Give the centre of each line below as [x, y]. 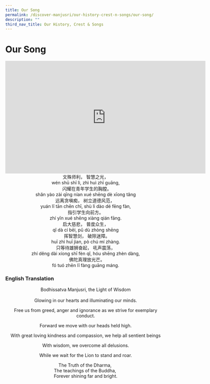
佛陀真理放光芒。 [87, 260]
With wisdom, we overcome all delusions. [86, 346]
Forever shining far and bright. [86, 376]
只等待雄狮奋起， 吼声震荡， [86, 248]
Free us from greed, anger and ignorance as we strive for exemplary [86, 310]
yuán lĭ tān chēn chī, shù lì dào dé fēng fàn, [86, 206]
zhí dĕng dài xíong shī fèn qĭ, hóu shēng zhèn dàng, [86, 254]
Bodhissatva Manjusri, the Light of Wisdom [86, 290]
